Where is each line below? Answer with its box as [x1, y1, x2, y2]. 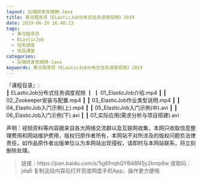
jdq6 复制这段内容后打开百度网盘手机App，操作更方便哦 [20, 167, 160, 175]
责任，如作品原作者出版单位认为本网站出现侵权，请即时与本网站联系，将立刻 [6, 139, 196, 147]
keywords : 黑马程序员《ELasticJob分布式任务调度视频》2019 [6, 64, 143, 71]
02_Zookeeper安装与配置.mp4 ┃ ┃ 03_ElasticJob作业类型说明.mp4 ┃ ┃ [6, 97, 180, 104]
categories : [6, 53, 36, 59]
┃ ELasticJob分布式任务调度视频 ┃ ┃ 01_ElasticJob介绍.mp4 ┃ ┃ [6, 89, 167, 97]
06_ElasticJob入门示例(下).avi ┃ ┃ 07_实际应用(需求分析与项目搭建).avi [6, 112, 179, 119]
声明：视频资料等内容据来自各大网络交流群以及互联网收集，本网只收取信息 [6, 124, 191, 132]
